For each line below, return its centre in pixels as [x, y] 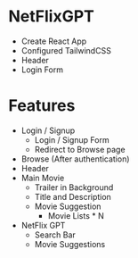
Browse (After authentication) [75, 159]
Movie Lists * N [76, 215]
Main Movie [43, 178]
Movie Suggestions [70, 244]
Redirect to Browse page [80, 149]
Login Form [42, 70]
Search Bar [55, 235]
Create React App [54, 41]
